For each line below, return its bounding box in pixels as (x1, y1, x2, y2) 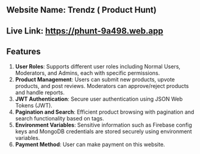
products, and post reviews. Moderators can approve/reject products (15, 82, 189, 89)
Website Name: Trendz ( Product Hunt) (6, 5, 157, 15)
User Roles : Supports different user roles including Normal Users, (15, 62, 181, 70)
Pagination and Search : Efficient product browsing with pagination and (15, 108, 195, 116)
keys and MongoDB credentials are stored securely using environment (15, 128, 192, 135)
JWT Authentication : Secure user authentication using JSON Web (15, 95, 183, 103)
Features (6, 46, 41, 57)
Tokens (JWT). (15, 101, 53, 109)
